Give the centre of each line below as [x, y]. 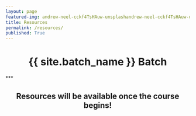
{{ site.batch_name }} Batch [98, 62]
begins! [98, 106]
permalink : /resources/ [35, 28]
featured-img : [23, 17]
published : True [25, 33]
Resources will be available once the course [98, 96]
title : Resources [27, 22]
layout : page [21, 11]
